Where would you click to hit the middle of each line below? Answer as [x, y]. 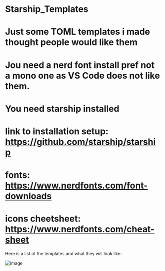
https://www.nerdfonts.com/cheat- [80, 229]
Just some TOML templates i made [78, 32]
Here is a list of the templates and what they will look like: [63, 254]
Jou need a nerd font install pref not [80, 65]
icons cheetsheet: [43, 219]
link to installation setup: [57, 131]
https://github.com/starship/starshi [80, 142]
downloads [28, 196]
